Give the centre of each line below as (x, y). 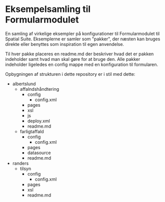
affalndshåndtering (39, 89)
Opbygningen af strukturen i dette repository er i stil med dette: (70, 74)
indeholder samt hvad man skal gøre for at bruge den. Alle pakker (73, 59)
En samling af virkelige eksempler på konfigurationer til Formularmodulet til (82, 33)
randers (20, 163)
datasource (39, 153)
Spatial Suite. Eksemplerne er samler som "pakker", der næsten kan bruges (83, 39)
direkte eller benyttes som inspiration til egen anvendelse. (64, 44)
